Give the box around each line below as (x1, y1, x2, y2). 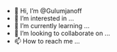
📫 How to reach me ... (13, 37, 80, 45)
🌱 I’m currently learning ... (13, 22, 90, 30)
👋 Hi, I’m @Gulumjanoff (13, 7, 82, 15)
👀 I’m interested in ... (13, 14, 74, 22)
